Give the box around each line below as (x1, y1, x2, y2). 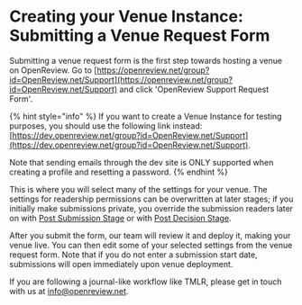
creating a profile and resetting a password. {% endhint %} (9, 166, 228, 177)
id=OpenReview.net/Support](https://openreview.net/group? (9, 74, 233, 85)
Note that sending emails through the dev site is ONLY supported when (9, 157, 274, 167)
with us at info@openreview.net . (9, 285, 129, 296)
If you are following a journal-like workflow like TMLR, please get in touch (9, 276, 282, 287)
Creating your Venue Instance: (9, 6, 243, 27)
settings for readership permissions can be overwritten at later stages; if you (9, 193, 294, 204)
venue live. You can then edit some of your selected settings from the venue (9, 239, 293, 250)
